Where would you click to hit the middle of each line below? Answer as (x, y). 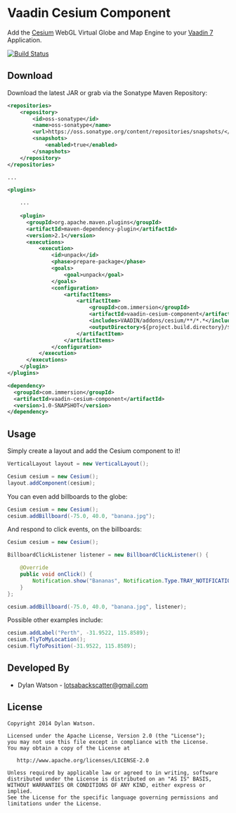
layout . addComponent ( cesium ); (52, 483)
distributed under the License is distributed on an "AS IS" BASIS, (110, 779)
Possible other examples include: (55, 620)
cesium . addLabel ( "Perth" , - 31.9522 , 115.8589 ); (78, 633)
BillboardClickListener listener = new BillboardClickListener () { (108, 555)
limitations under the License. (54, 803)
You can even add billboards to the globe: (67, 496)
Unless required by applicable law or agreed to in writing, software (113, 773)
